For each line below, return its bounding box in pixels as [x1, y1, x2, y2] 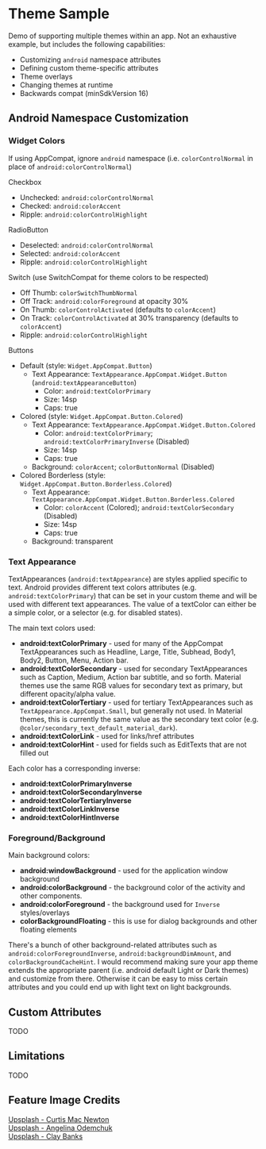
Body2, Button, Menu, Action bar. [19, 655, 129, 665]
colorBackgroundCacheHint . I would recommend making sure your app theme [8, 957, 258, 966]
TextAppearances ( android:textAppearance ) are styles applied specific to [8, 574, 248, 583]
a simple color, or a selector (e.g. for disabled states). [8, 608, 183, 617]
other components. [19, 891, 83, 901]
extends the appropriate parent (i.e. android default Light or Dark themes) [8, 966, 249, 975]
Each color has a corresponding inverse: [8, 763, 141, 773]
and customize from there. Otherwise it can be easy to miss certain [8, 974, 228, 984]
